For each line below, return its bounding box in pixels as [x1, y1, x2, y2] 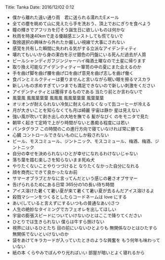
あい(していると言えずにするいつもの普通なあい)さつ [12, 200, 120, 206]
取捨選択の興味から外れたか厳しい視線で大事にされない [12, 39, 125, 45]
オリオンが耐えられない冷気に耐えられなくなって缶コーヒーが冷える [12, 101, 151, 107]
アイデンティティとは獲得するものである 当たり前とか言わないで [12, 89, 143, 95]
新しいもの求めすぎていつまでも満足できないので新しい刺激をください [12, 83, 156, 88]
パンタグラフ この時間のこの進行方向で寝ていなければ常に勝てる [12, 126, 144, 132]
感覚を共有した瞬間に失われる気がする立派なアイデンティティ [12, 46, 137, 51]
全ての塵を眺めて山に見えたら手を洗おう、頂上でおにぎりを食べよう [12, 21, 151, 26]
